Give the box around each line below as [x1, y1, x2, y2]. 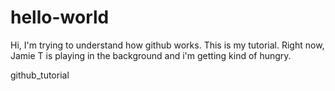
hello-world [10, 6, 110, 29]
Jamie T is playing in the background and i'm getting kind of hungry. [10, 49, 292, 61]
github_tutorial [10, 69, 70, 81]
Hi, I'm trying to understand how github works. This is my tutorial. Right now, [10, 39, 325, 51]
